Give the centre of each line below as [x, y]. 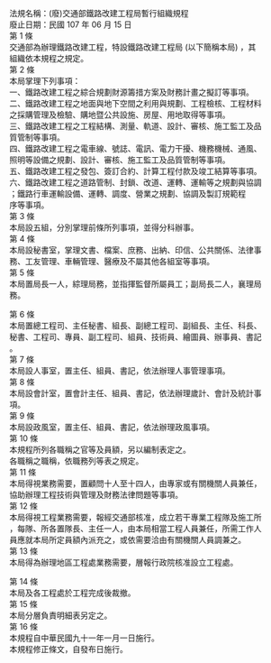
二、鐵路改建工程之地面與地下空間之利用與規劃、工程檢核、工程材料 [135, 103]
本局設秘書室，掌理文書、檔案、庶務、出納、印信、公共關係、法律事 [135, 250]
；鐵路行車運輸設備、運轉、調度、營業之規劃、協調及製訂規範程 [127, 193]
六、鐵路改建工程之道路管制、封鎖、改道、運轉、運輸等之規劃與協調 [135, 182]
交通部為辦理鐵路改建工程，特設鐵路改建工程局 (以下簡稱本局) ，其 [133, 47]
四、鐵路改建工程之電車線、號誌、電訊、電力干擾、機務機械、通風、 [135, 148]
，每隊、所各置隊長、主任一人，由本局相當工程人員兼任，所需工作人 [135, 529]
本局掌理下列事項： [45, 81]
